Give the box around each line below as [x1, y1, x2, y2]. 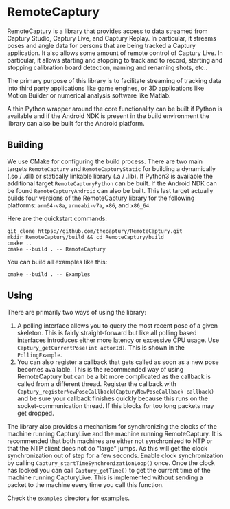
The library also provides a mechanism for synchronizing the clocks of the [7, 422, 218, 430]
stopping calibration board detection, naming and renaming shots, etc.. [7, 63, 208, 71]
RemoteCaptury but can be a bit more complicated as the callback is [16, 372, 211, 381]
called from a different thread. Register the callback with [16, 379, 176, 388]
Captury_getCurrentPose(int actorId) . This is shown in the [16, 343, 185, 351]
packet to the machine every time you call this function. [7, 480, 164, 488]
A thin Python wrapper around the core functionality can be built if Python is [7, 104, 223, 113]
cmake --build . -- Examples [7, 271, 91, 278]
